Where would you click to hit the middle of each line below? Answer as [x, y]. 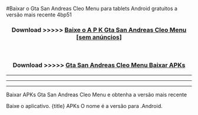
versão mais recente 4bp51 [39, 15]
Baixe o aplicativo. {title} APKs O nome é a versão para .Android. [85, 106]
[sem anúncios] [99, 37]
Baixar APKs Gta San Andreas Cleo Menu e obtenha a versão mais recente [97, 94]
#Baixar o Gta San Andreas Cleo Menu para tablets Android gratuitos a [92, 9]
